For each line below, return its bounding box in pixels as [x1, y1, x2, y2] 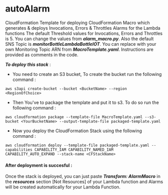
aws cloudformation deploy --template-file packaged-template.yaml [5, 143, 150, 148]
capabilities [5, 147, 33, 152]
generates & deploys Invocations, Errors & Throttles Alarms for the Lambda [5, 25, 161, 31]
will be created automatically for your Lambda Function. [5, 184, 121, 190]
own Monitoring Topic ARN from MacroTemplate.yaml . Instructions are [5, 46, 153, 52]
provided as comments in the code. [5, 51, 79, 58]
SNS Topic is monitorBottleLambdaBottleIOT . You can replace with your [5, 41, 157, 47]
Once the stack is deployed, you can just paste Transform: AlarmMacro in [5, 173, 161, 179]
